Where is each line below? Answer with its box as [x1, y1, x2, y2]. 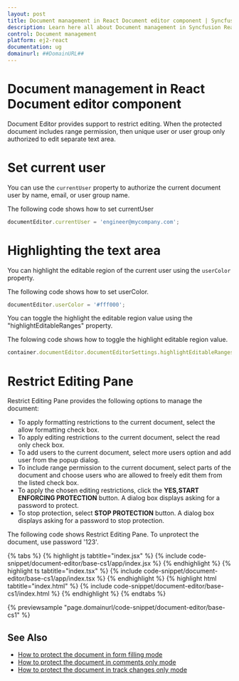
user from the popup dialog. [17, 456, 100, 464]
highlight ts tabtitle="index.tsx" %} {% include [7, 567, 142, 576]
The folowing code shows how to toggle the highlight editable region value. [7, 336, 228, 344]
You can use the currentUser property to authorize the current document [7, 183, 221, 192]
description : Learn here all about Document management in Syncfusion [7, 24, 221, 31]
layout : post [7, 10, 46, 18]
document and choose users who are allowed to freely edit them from [17, 471, 223, 479]
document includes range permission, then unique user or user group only [7, 127, 225, 135]
